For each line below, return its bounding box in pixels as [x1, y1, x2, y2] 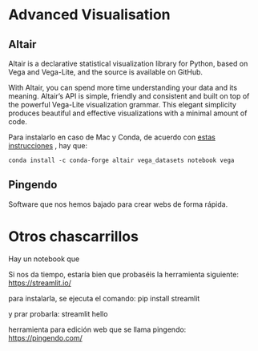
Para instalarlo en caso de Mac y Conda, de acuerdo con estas [8, 132, 216, 142]
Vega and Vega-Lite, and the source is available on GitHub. [8, 67, 203, 77]
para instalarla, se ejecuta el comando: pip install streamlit [8, 293, 200, 303]
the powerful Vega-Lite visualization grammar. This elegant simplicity [8, 100, 236, 109]
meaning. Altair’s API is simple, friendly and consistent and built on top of [8, 91, 250, 101]
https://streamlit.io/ [8, 278, 72, 288]
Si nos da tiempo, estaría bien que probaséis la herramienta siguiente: [8, 269, 239, 279]
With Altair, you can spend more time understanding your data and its [8, 83, 238, 92]
